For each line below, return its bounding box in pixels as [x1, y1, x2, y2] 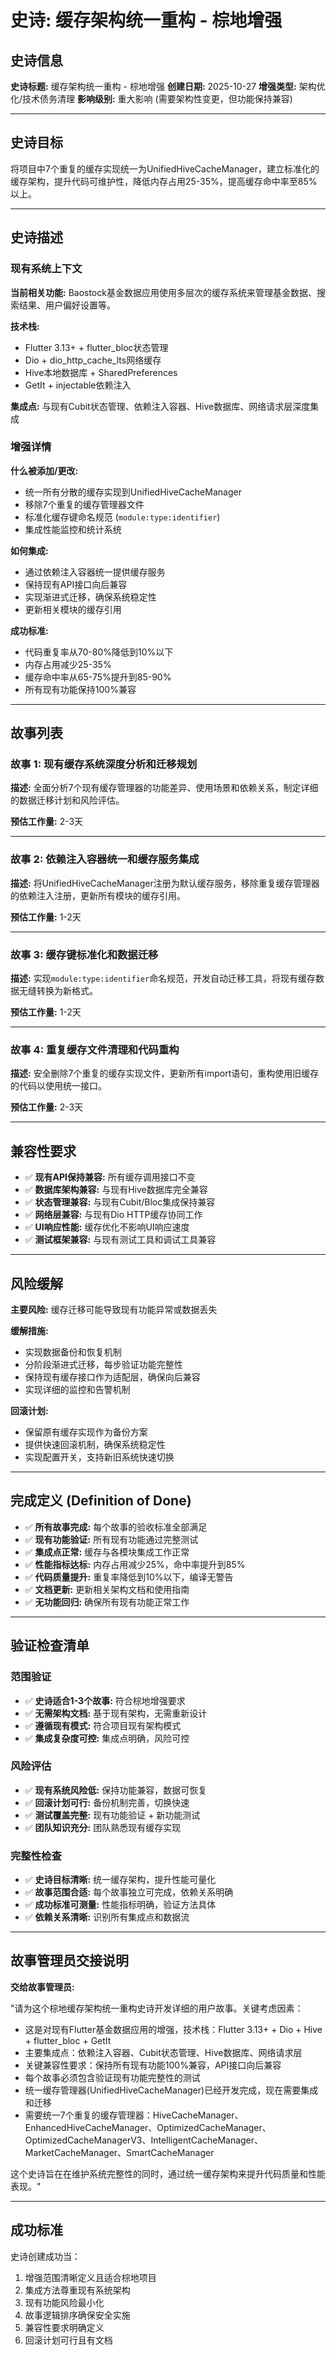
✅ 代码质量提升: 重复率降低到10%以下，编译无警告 [24, 1571, 234, 1583]
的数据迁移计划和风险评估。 [10, 794, 125, 806]
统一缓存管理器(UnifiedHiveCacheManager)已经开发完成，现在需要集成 [24, 2084, 319, 2096]
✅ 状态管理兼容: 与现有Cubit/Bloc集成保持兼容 [24, 1196, 216, 1208]
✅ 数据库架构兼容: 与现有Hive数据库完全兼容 [24, 1184, 208, 1196]
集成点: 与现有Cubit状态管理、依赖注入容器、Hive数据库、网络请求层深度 [10, 400, 311, 412]
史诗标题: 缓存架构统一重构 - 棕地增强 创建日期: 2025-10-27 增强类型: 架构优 [10, 81, 326, 92]
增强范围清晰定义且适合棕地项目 [24, 2271, 157, 2283]
